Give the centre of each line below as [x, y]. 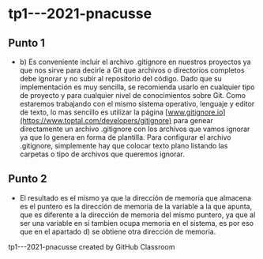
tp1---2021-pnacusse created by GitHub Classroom [92, 246]
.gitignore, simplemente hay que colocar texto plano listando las [124, 146]
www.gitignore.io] [197, 112]
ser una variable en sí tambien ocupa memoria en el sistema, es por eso [137, 223]
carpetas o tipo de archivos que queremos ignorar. [102, 154]
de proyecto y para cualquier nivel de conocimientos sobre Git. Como [133, 95]
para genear [193, 120]
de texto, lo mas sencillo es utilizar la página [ [94, 112]
